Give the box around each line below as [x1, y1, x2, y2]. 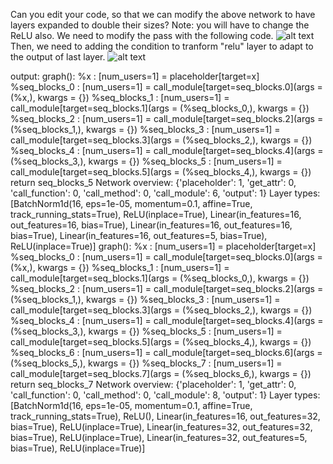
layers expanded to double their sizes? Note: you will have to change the [10, 19, 310, 31]
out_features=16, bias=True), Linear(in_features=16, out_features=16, [10, 219, 293, 231]
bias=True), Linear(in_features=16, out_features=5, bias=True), [10, 230, 268, 241]
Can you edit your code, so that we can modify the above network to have [10, 9, 316, 20]
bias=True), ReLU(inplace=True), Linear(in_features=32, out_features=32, [10, 421, 313, 433]
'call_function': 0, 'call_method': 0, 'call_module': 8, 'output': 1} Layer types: [10, 389, 321, 401]
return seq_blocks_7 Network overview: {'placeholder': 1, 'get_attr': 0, [10, 379, 297, 390]
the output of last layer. [10, 51, 106, 63]
